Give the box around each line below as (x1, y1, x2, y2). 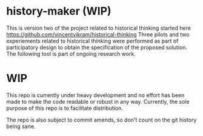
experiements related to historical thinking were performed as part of (6, 37, 179, 44)
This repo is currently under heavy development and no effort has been (6, 91, 185, 98)
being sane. (6, 123, 36, 130)
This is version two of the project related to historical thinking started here (6, 24, 191, 32)
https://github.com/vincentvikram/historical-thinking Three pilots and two (6, 30, 190, 38)
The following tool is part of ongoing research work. (6, 50, 136, 57)
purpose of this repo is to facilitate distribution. (6, 104, 123, 112)
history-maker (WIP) (6, 4, 111, 18)
